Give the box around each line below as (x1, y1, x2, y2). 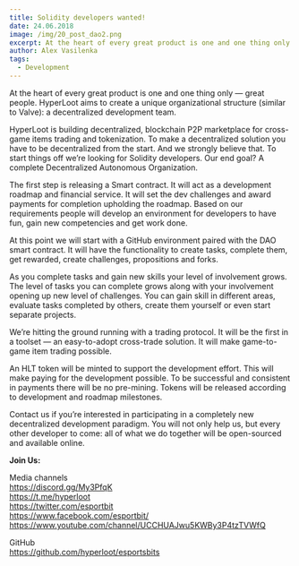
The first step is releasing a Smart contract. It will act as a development (9, 179, 271, 190)
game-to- (241, 336, 278, 347)
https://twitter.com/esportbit (9, 501, 114, 511)
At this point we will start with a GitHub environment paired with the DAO (9, 235, 277, 245)
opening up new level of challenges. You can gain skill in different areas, (9, 290, 276, 301)
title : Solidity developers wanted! (9, 13, 146, 22)
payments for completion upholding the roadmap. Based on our (9, 198, 243, 209)
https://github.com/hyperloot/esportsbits (9, 546, 160, 557)
